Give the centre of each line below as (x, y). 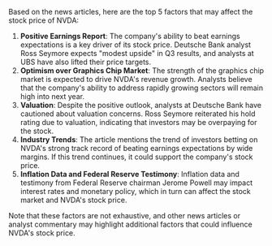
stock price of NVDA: (44, 20)
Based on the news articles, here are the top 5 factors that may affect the (131, 12)
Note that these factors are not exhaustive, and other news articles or (125, 216)
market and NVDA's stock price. (73, 200)
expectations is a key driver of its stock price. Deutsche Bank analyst (136, 45)
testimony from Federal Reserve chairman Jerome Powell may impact (136, 183)
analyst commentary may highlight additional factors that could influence (131, 224)
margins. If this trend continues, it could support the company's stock (136, 157)
